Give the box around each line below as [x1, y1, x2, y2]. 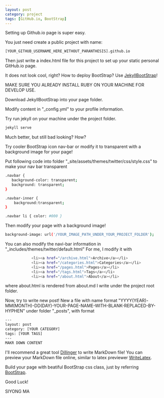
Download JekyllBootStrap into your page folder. [5, 97, 103, 103]
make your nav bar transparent [5, 164, 68, 170]
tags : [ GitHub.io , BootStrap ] [5, 16, 67, 21]
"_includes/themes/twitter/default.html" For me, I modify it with [5, 246, 132, 252]
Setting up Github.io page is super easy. [5, 30, 86, 36]
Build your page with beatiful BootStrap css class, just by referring [5, 364, 139, 370]
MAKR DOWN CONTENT [5, 340, 43, 345]
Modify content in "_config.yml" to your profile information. [5, 106, 124, 112]
